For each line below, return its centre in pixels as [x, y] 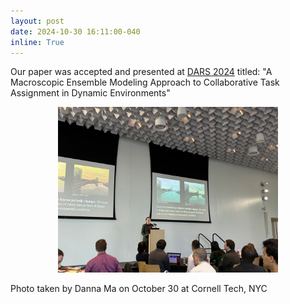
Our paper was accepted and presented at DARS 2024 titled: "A [141, 72]
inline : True [37, 42]
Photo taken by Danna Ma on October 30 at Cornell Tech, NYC [139, 288]
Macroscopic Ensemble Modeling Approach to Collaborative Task [145, 82]
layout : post [37, 21]
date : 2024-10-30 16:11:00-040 [75, 31]
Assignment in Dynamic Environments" [90, 93]
